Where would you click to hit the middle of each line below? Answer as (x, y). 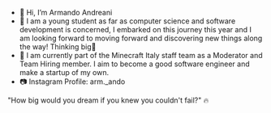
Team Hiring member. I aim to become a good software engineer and (135, 64)
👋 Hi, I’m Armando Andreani (66, 13)
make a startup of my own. (64, 72)
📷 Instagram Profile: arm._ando (72, 82)
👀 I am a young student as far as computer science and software (127, 21)
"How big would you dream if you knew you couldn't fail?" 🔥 (108, 100)
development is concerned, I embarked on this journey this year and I (135, 29)
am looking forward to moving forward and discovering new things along (141, 38)
